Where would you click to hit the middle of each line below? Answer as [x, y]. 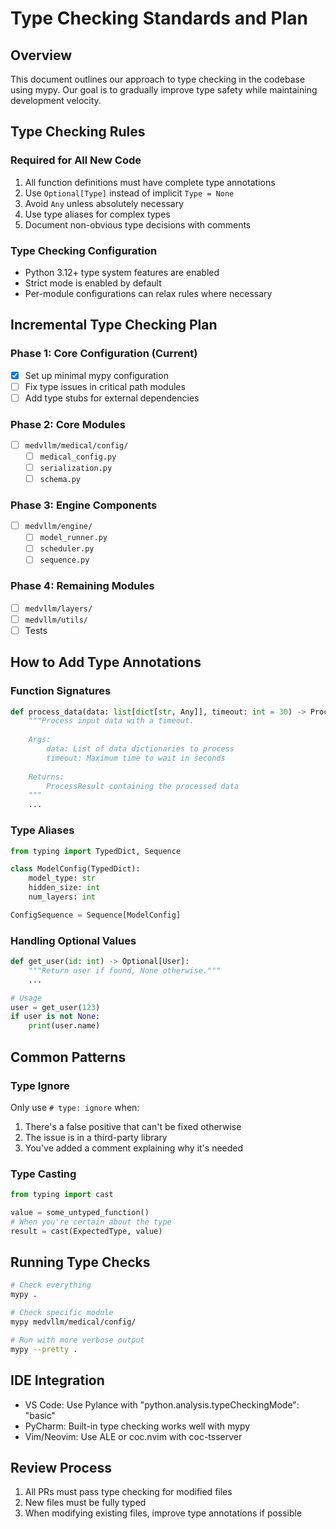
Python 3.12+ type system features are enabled [122, 272]
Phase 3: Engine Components [84, 505]
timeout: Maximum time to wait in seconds [136, 758]
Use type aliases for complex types [97, 214]
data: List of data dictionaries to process [140, 749]
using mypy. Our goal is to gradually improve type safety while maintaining [164, 90]
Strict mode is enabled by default [93, 283]
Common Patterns [68, 1057]
